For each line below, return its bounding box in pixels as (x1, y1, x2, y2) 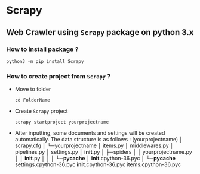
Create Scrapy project (14, 107, 68, 115)
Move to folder (14, 86, 51, 93)
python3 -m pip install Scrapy (6, 58, 84, 64)
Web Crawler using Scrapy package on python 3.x (6, 27, 194, 37)
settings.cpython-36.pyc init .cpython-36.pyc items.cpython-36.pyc (14, 161, 181, 168)
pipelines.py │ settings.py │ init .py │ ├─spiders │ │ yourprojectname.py (14, 148, 192, 156)
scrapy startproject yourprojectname (14, 119, 109, 125)
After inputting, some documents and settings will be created (14, 129, 165, 137)
